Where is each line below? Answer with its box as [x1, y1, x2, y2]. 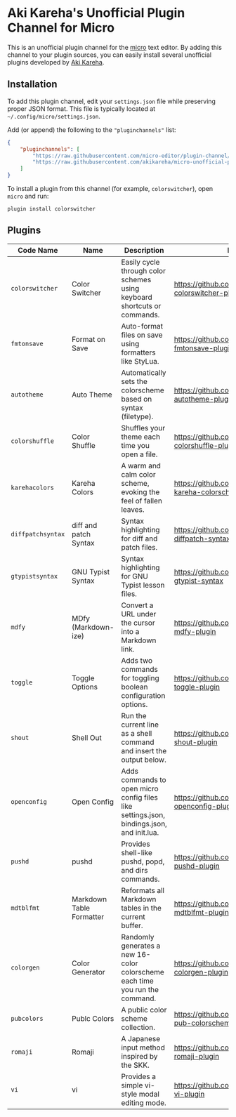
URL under [121, 609, 157, 619]
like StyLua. [121, 356, 159, 366]
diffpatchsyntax [11, 530, 65, 538]
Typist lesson [121, 580, 165, 590]
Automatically [121, 367, 166, 377]
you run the [121, 984, 159, 994]
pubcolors [11, 1014, 44, 1022]
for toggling [121, 673, 159, 682]
